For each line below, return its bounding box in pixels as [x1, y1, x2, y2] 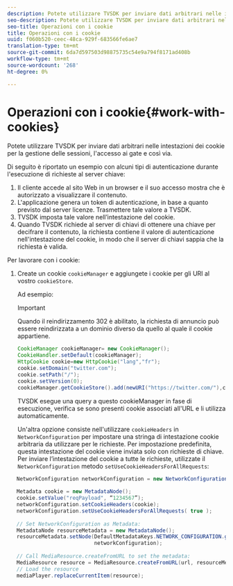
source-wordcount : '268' [7, 62, 79, 69]
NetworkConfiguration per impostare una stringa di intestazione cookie [17, 432, 220, 441]
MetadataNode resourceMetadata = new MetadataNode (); [16, 527, 175, 534]
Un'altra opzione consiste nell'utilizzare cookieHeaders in [17, 425, 179, 433]
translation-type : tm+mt [7, 42, 79, 49]
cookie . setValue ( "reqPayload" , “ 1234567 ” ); [16, 494, 144, 502]
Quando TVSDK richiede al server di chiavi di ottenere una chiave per [17, 220, 216, 229]
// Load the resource [16, 565, 79, 573]
